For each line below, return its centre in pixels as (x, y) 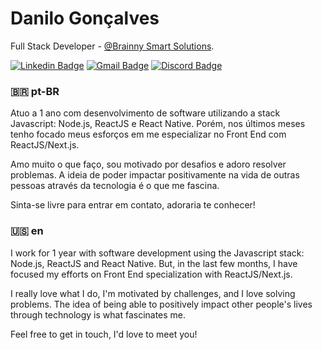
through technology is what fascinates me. (98, 314)
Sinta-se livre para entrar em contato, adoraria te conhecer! (133, 205)
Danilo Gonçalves (85, 18)
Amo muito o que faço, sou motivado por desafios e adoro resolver (148, 164)
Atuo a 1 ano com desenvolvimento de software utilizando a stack (145, 113)
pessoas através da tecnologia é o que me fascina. (115, 186)
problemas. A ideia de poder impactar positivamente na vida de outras (155, 175)
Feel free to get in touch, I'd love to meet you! (104, 334)
